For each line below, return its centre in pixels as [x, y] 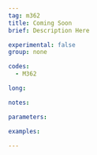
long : [17, 88]
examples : [24, 131]
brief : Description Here [49, 30]
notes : [19, 103]
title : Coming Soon [40, 23]
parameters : [28, 117]
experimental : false [42, 45]
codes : [19, 67]
